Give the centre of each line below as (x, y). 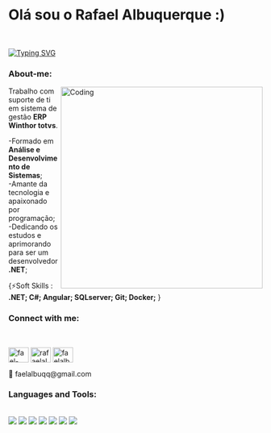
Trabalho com (31, 91)
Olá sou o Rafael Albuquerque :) (117, 15)
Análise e (24, 150)
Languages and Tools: (52, 394)
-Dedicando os (33, 227)
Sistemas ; (25, 176)
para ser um (28, 252)
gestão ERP (27, 117)
